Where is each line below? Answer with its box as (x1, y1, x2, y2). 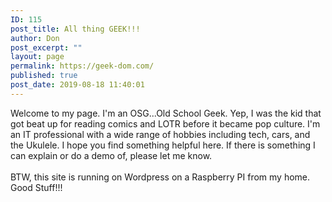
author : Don (10, 33, 60, 43)
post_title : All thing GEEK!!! (10, 24, 141, 34)
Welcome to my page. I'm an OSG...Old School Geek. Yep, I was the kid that (10, 107, 322, 119)
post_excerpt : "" (10, 42, 83, 53)
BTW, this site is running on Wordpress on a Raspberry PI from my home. (10, 171, 311, 183)
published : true (10, 71, 78, 81)
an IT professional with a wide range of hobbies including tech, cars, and (10, 128, 311, 140)
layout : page (10, 52, 65, 62)
